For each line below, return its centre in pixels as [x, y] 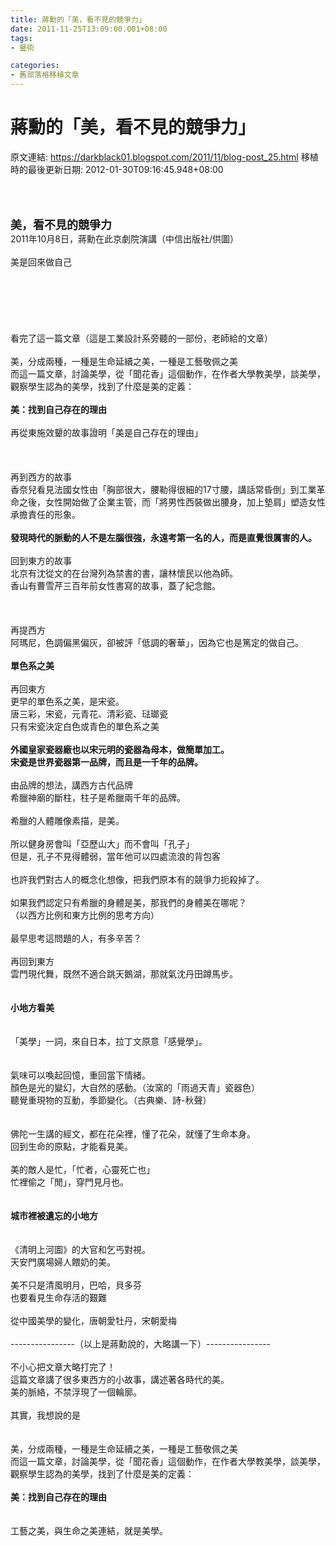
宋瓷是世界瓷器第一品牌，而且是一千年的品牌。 [106, 762]
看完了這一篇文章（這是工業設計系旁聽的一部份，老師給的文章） [141, 338]
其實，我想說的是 [45, 1415]
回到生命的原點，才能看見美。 [71, 1146]
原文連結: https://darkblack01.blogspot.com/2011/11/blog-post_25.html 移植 [164, 157]
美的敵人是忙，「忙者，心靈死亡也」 [82, 1169]
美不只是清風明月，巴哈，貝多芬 [76, 1285]
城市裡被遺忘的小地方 [54, 1215]
